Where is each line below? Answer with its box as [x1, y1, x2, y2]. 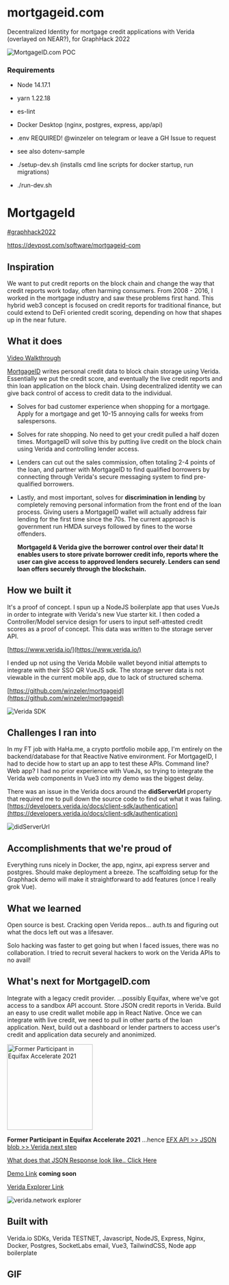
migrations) [16, 168, 50, 176]
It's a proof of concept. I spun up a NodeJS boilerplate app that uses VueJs [7, 602, 220, 611]
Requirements [7, 65, 55, 75]
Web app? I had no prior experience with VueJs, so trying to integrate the [7, 767, 214, 775]
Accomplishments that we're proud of [7, 842, 172, 854]
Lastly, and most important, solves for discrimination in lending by [16, 493, 206, 502]
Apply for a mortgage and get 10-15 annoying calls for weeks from [16, 410, 204, 418]
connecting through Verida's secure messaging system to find [16, 472, 193, 481]
